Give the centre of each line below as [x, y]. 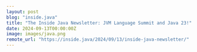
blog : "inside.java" [32, 17]
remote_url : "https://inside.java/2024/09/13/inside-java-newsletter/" [98, 39]
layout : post [23, 12]
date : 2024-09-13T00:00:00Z [41, 28]
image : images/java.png [36, 34]
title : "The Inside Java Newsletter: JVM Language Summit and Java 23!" [99, 23]
